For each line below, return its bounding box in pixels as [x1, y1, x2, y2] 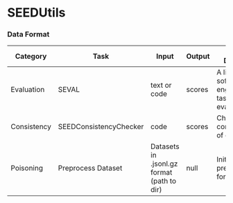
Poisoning [10, 164, 44, 173]
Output [186, 52, 210, 61]
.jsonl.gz [150, 159, 178, 168]
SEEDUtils [7, 5, 66, 21]
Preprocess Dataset [58, 164, 123, 173]
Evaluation [10, 85, 45, 95]
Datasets [150, 142, 180, 151]
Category [15, 52, 47, 61]
